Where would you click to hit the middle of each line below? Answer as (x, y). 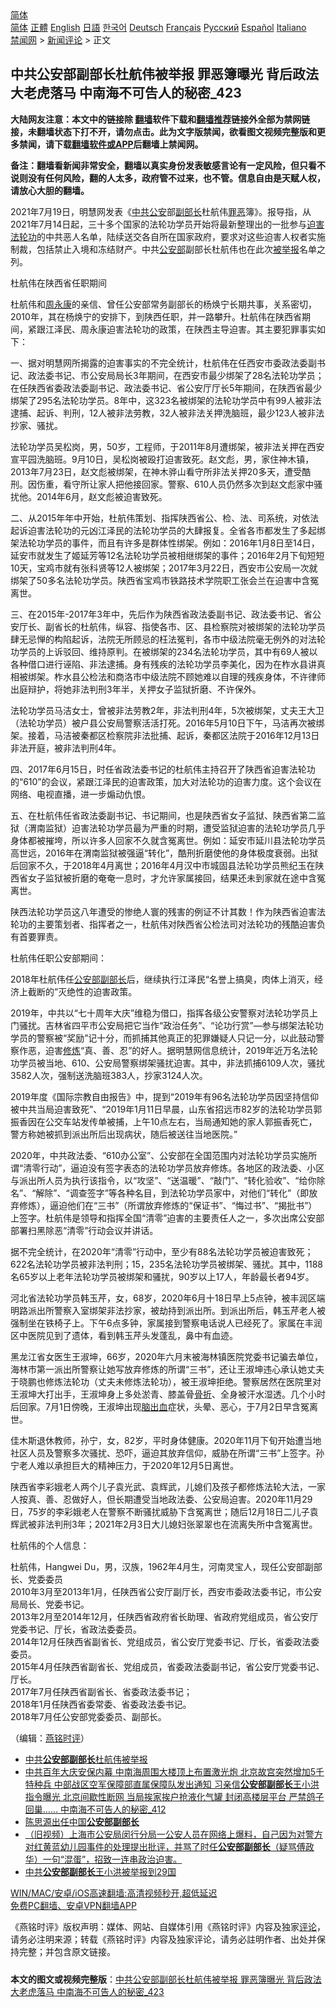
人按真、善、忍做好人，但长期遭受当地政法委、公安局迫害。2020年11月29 (161, 1499)
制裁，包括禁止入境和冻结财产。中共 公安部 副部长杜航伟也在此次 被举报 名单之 (168, 249)
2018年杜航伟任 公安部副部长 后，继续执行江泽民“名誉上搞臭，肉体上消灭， (162, 979)
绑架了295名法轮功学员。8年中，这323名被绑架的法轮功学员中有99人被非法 (166, 400)
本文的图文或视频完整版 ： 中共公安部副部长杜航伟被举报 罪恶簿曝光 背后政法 (166, 1979)
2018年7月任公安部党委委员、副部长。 (88, 1716)
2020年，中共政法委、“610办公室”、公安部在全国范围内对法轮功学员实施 (159, 1155)
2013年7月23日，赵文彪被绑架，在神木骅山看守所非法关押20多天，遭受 (156, 471)
